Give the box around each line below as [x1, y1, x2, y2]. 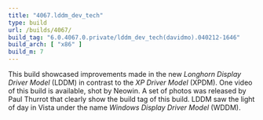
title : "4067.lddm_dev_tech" [8, 11, 104, 20]
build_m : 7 [8, 48, 44, 56]
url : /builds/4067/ [8, 26, 72, 34]
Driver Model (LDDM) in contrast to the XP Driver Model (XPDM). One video [8, 78, 253, 87]
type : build [8, 19, 47, 27]
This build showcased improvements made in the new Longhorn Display [8, 70, 242, 78]
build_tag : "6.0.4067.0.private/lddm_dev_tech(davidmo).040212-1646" [8, 33, 241, 42]
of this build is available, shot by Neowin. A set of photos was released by [8, 86, 247, 95]
